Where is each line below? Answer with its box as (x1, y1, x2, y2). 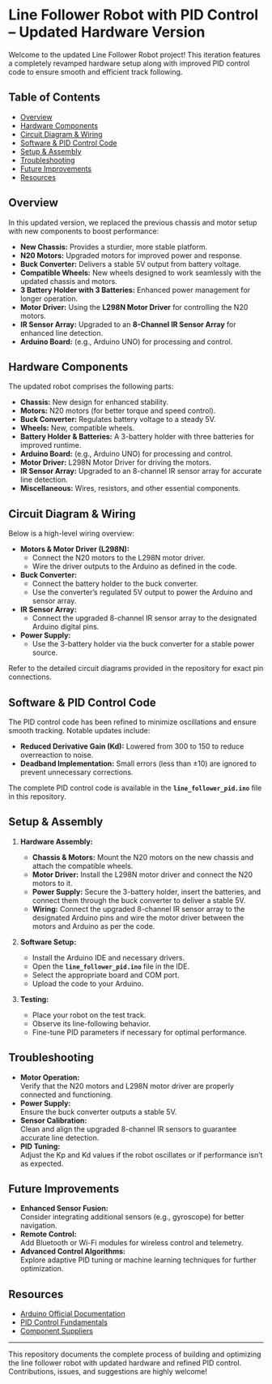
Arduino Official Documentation (19, 1309, 125, 1319)
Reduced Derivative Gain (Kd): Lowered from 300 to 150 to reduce (19, 741, 244, 751)
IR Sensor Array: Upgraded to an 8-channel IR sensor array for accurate (19, 466, 262, 476)
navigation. (19, 1221, 58, 1231)
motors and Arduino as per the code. (32, 921, 155, 931)
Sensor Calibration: (19, 1115, 87, 1125)
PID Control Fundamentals (19, 1317, 108, 1327)
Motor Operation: (19, 1072, 80, 1082)
